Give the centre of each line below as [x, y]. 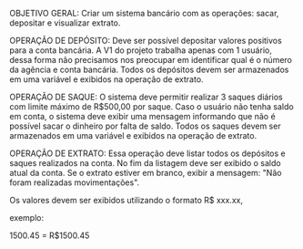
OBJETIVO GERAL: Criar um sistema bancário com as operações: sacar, [144, 13]
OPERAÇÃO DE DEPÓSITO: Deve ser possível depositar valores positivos [146, 41]
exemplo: [26, 218]
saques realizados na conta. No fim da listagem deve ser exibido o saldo [145, 163]
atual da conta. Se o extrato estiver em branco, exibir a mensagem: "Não [146, 173]
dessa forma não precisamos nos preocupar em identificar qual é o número [151, 60]
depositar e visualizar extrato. [65, 23]
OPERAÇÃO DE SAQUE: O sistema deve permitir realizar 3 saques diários [146, 97]
